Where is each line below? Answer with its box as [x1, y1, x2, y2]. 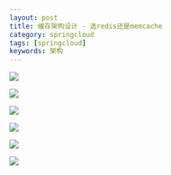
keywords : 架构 [9, 47, 64, 56]
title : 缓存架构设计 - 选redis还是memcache [9, 22, 163, 31]
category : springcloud [9, 30, 94, 39]
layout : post [9, 13, 58, 23]
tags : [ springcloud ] [9, 38, 87, 48]
